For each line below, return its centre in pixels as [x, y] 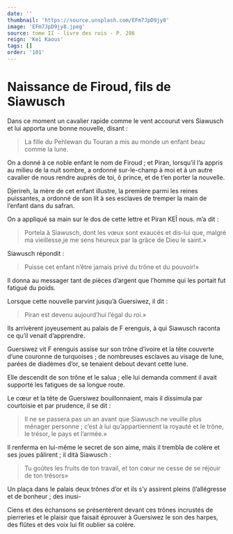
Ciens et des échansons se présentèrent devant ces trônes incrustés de [110, 510]
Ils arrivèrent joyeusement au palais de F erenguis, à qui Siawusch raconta [114, 328]
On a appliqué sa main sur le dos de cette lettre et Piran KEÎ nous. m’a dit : [113, 219]
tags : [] [20, 46]
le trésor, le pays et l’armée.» [66, 434]
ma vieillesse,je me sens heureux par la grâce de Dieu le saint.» [115, 240]
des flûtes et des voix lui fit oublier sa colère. [71, 524]
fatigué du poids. [31, 288]
